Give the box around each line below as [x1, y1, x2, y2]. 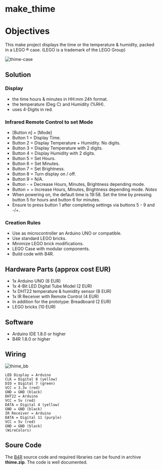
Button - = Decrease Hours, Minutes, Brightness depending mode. [12, 181, 145, 187]
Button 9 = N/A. [12, 176, 44, 182]
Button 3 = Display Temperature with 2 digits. [12, 145, 103, 151]
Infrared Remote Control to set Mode [5, 118, 93, 125]
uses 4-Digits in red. [12, 106, 54, 112]
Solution [5, 71, 31, 79]
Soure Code [5, 441, 42, 450]
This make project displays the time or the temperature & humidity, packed [5, 42, 155, 48]
